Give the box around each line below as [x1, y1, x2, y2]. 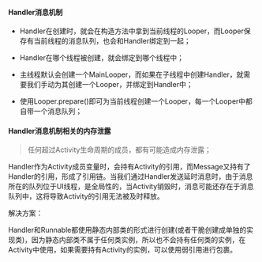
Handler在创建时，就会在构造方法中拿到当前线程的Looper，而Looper [19, 26, 245, 36]
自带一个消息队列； [19, 107, 83, 116]
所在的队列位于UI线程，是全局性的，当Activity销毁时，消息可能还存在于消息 [8, 182, 254, 192]
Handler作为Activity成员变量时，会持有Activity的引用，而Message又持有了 [8, 162, 251, 172]
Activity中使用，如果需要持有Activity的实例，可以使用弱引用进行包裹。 [8, 245, 238, 255]
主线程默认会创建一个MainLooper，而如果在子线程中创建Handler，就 [19, 70, 244, 79]
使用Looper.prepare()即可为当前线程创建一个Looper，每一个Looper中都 [19, 97, 253, 106]
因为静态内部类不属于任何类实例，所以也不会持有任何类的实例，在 [31, 235, 246, 245]
